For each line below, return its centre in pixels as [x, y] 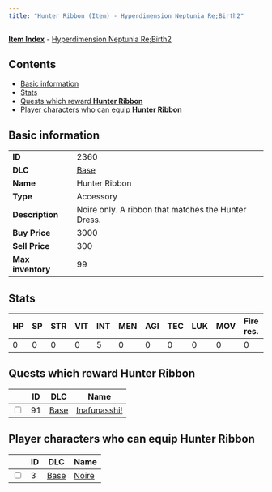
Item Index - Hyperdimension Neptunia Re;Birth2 [90, 39]
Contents [32, 64]
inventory [32, 270]
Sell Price [31, 246]
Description [36, 215]
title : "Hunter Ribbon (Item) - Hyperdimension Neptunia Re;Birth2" [126, 16]
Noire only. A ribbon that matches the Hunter [161, 210]
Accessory [97, 197]
